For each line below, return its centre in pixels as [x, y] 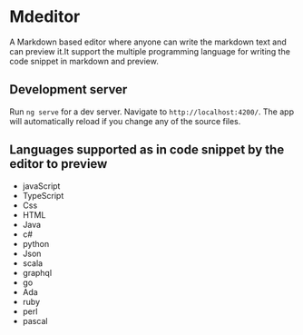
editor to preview [59, 164]
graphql [37, 272]
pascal [35, 320]
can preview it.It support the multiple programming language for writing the [150, 51]
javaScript [41, 186]
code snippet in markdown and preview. [84, 61]
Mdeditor [45, 17]
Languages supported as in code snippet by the [147, 150]
